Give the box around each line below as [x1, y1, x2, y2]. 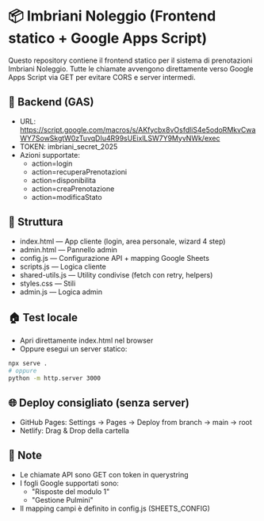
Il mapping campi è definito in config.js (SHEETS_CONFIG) [19, 504, 210, 513]
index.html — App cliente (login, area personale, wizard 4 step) [19, 236, 226, 246]
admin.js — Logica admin [19, 287, 103, 297]
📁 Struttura [8, 216, 63, 229]
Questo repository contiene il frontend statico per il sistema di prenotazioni [8, 56, 253, 65]
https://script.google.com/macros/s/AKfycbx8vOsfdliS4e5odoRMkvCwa [19, 125, 256, 134]
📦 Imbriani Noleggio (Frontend [8, 7, 216, 25]
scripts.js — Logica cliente [19, 262, 107, 271]
